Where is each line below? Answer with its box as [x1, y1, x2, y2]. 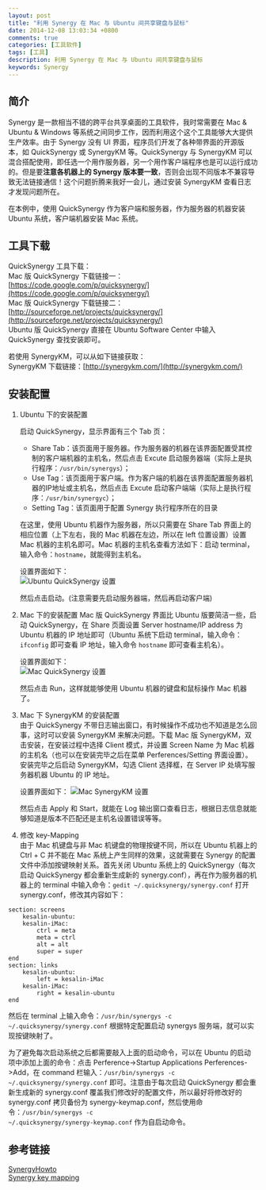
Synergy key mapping [8, 1173, 80, 1182]
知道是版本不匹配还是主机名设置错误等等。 [26, 814, 166, 823]
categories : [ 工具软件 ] [8, 41, 82, 49]
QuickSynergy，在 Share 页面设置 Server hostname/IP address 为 [28, 620, 244, 630]
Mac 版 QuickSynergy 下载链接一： [8, 272, 123, 281]
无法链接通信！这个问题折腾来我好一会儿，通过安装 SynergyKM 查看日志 [14, 176, 252, 187]
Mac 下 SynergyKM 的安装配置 [19, 711, 120, 720]
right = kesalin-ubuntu [36, 989, 115, 997]
